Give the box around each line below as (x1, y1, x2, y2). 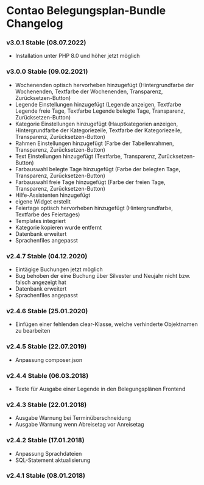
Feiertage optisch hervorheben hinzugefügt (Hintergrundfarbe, (15, 204, 174, 211)
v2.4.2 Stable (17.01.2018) (6, 436, 85, 445)
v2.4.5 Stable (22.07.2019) (6, 342, 87, 351)
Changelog (6, 16, 63, 30)
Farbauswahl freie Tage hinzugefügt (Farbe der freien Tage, (15, 178, 166, 186)
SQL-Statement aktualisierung (15, 456, 91, 464)
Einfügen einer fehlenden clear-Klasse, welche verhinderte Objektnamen (15, 320, 198, 328)
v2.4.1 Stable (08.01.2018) (6, 472, 85, 480)
